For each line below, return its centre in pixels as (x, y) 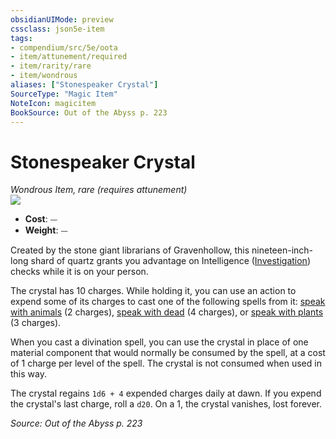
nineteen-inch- (282, 250)
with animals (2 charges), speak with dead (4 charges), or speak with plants (167, 312)
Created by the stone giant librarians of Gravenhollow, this (130, 250)
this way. (28, 374)
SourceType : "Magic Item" (64, 94)
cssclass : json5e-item (57, 29)
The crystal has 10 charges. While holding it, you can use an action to (153, 291)
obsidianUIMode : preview (62, 19)
